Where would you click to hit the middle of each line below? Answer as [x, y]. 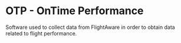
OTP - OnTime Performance [75, 11]
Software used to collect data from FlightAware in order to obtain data [90, 27]
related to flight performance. [41, 33]
